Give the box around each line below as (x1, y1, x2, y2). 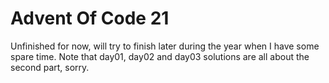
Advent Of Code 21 (10, 7, 170, 30)
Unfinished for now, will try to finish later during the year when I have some (10, 40, 320, 52)
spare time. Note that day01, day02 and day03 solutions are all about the (10, 50, 310, 62)
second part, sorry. (10, 61, 90, 73)
